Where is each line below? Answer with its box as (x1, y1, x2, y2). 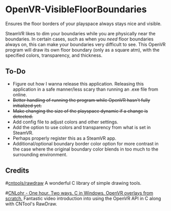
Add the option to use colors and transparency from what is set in (12, 124, 151, 130)
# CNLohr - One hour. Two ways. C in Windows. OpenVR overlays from (5, 189, 154, 196)
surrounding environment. (12, 151, 68, 157)
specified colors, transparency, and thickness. (5, 52, 103, 58)
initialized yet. (12, 102, 42, 109)
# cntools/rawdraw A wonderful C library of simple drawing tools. (5, 180, 142, 186)
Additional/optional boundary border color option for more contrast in (12, 140, 159, 146)
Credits (5, 166, 30, 175)
